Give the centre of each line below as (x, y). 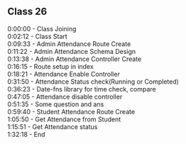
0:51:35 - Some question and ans (56, 104)
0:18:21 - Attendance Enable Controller (64, 74)
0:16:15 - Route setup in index (50, 66)
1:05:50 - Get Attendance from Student (64, 119)
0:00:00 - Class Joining (42, 28)
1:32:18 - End (26, 134)
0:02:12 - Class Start (37, 36)
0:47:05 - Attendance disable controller (65, 96)
